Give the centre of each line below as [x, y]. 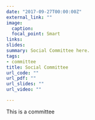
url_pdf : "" [21, 78]
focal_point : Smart [36, 34]
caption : [23, 28]
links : [14, 39]
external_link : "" [29, 17]
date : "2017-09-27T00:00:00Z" [44, 12]
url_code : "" [23, 73]
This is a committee [31, 112]
